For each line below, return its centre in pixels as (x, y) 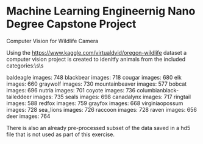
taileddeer (19, 97)
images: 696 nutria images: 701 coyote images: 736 (71, 90)
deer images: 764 (28, 116)
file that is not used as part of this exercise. (60, 134)
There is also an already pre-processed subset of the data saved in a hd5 (98, 128)
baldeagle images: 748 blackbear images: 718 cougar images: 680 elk (94, 77)
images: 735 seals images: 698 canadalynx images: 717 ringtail (112, 97)
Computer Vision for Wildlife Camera (52, 41)
